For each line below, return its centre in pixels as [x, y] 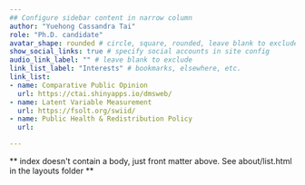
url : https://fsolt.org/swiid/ [77, 111]
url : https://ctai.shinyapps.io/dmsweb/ [95, 93]
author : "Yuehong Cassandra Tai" [73, 26]
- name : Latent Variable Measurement [81, 102]
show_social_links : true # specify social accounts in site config [140, 52]
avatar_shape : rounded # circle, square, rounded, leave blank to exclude [154, 43]
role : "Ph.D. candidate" [56, 34]
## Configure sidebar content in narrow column [101, 18]
